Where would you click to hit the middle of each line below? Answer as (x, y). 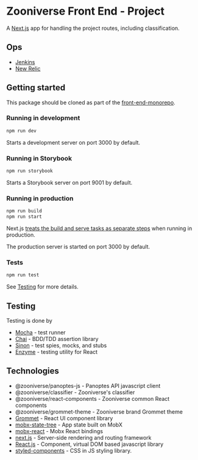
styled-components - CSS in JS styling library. (73, 450)
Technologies (33, 371)
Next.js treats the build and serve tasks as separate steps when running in (99, 228)
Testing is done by (30, 320)
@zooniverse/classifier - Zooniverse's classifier (75, 392)
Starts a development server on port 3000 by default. (73, 142)
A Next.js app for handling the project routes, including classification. (93, 28)
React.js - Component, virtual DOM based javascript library (89, 444)
